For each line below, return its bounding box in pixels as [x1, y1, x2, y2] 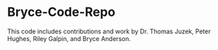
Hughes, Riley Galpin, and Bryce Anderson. [7, 34, 131, 42]
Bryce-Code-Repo [7, 4, 116, 20]
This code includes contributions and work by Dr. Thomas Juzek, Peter [7, 27, 211, 35]
